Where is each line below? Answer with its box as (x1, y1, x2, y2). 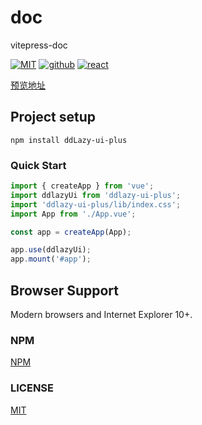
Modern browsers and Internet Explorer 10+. (10, 308, 193, 320)
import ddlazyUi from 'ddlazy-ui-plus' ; (10, 190, 182, 200)
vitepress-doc (10, 39, 68, 51)
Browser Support (10, 282, 120, 299)
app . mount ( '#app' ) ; (10, 254, 92, 265)
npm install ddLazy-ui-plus (10, 135, 128, 145)
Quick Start (10, 158, 67, 172)
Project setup (10, 109, 97, 126)
